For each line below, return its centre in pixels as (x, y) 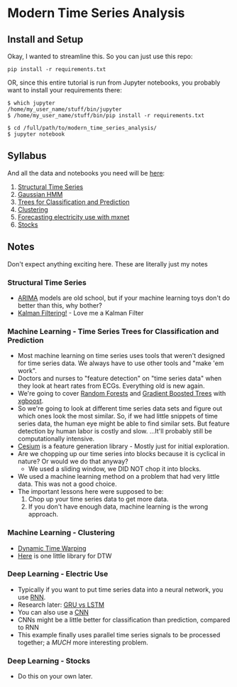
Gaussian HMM (40, 194)
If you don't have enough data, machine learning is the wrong (118, 507)
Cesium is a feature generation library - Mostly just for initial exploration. (123, 446)
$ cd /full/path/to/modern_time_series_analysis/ (82, 128)
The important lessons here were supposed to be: (90, 492)
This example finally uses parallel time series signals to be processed (119, 634)
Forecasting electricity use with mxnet (73, 217)
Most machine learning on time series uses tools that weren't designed (121, 356)
